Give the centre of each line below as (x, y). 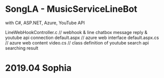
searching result (22, 48)
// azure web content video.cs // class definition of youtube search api (77, 42)
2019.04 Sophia (39, 68)
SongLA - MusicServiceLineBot (71, 9)
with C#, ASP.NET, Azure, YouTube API (45, 23)
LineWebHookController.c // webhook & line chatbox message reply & (76, 32)
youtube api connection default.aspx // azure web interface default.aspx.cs (82, 38)
